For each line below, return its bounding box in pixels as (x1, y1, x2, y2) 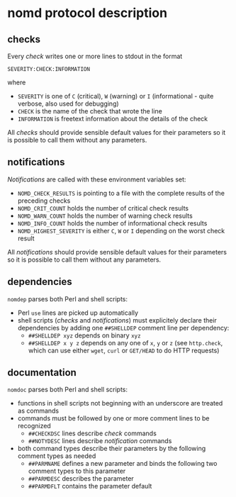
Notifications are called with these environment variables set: (7, 175, 186, 184)
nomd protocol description (7, 5, 168, 21)
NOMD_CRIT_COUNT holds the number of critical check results (17, 203, 189, 212)
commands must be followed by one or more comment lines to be (17, 414, 210, 423)
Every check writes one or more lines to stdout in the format (7, 52, 183, 60)
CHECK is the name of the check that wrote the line (17, 107, 163, 115)
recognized (17, 422, 51, 430)
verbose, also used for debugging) (17, 99, 119, 108)
